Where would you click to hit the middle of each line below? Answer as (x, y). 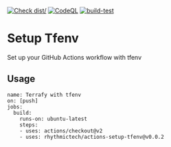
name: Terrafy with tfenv (44, 95)
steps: (29, 125)
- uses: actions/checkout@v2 (61, 131)
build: (23, 113)
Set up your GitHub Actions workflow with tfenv (75, 57)
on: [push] (23, 101)
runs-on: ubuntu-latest (54, 119)
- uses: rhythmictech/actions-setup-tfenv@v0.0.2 (92, 137)
